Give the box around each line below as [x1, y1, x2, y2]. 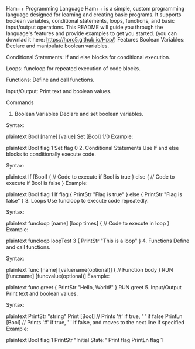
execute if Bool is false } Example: [6, 180, 88, 186]
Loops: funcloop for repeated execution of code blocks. [6, 65, 141, 72]
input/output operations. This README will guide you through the [6, 23, 163, 30]
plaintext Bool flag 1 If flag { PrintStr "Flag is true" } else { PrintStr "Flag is [6, 191, 183, 198]
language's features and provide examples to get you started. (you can [6, 30, 177, 37]
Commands [6, 99, 34, 106]
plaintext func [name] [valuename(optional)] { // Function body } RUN [6, 266, 173, 273]
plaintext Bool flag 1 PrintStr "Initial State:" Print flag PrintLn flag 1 [6, 337, 163, 343]
